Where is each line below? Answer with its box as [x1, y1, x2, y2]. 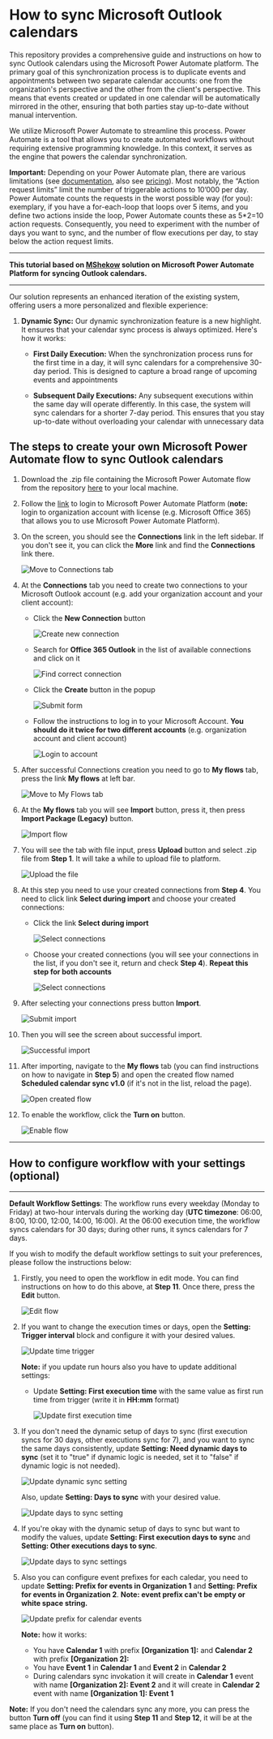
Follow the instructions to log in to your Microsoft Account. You [32, 716, 244, 725]
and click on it [32, 653, 80, 663]
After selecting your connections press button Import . [20, 998, 202, 1008]
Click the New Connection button [32, 613, 146, 622]
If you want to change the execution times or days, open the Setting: [20, 1321, 251, 1332]
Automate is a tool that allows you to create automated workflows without [9, 134, 254, 144]
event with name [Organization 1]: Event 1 [32, 1688, 174, 1698]
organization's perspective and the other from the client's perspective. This [9, 84, 262, 94]
